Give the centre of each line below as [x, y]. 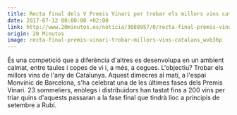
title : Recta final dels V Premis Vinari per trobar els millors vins [113, 14]
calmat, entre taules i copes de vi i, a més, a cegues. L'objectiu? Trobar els [115, 68]
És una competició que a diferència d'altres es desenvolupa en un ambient [116, 60]
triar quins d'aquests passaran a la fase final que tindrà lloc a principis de [114, 98]
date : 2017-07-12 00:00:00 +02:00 [58, 20]
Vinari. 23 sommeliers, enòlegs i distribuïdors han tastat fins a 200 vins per [116, 90]
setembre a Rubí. [32, 105]
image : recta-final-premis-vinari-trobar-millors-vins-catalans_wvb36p [115, 40]
